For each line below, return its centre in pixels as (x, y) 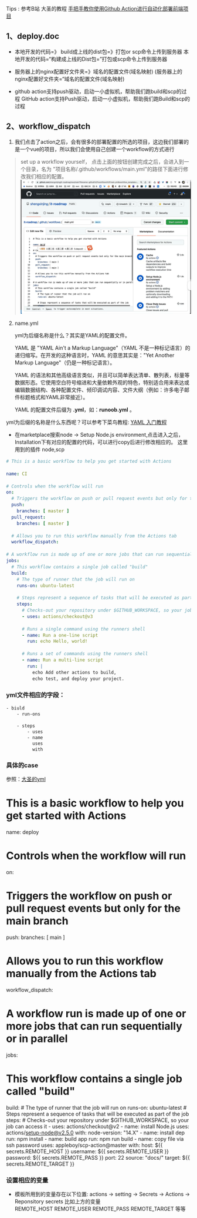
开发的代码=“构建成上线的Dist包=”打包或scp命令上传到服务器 (94, 59)
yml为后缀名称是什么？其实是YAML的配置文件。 (72, 336)
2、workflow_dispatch (48, 126)
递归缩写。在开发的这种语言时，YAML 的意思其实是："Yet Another (94, 356)
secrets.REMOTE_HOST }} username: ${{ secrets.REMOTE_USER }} (87, 1151)
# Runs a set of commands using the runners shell (85, 654)
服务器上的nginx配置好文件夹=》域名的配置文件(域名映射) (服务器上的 (98, 71)
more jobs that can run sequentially (94, 1026)
